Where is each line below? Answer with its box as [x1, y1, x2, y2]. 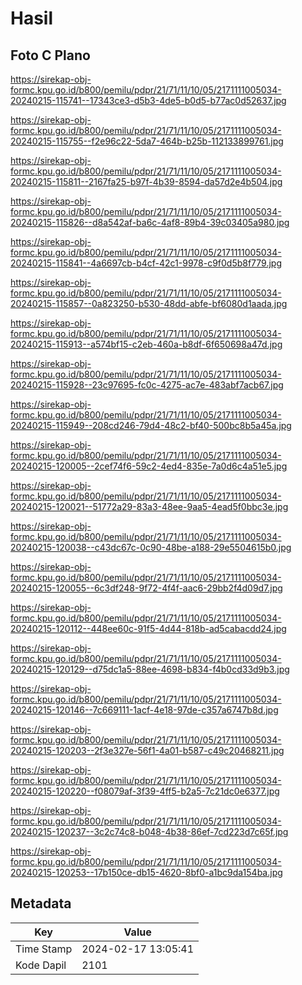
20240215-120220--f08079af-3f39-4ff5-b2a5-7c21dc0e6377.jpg [10, 785, 280, 797]
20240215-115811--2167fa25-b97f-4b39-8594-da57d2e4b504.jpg [10, 176, 283, 187]
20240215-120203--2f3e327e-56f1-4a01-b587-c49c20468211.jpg [10, 745, 285, 756]
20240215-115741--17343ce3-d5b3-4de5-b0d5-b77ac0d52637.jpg [10, 95, 287, 106]
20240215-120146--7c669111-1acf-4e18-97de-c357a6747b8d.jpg [10, 704, 279, 716]
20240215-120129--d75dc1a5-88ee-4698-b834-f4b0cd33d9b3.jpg [10, 663, 290, 675]
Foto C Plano [10, 47, 91, 64]
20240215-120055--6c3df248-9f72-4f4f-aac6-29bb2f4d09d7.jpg [10, 582, 283, 594]
